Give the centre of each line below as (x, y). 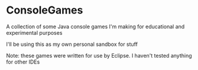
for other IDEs (23, 62)
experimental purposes (34, 32)
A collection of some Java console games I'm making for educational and (95, 26)
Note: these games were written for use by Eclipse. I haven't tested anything (99, 55)
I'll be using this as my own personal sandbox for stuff (72, 44)
